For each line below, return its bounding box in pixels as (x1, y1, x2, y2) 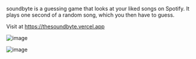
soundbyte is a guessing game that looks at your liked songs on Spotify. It (6, 5, 190, 12)
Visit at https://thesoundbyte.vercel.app (6, 23, 105, 30)
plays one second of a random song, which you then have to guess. (6, 11, 175, 18)
